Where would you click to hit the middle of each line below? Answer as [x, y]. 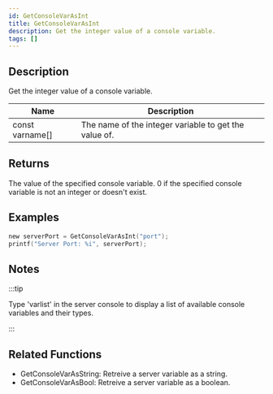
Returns [29, 164]
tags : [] [23, 39]
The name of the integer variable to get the [162, 125]
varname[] [32, 135]
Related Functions [55, 354]
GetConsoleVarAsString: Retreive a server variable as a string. [123, 374]
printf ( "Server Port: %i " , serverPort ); [78, 244]
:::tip [16, 288]
